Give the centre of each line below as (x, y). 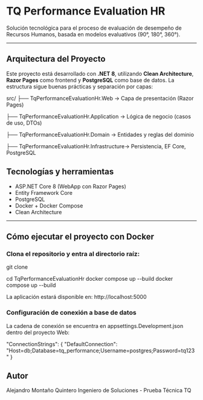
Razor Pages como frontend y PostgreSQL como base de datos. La (90, 80)
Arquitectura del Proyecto (56, 59)
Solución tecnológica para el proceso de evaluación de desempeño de (94, 28)
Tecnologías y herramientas (60, 172)
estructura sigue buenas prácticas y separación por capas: (80, 87)
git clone (17, 267)
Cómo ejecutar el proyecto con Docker (80, 236)
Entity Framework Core (43, 192)
